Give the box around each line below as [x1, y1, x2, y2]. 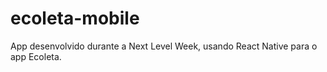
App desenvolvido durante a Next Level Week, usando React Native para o [10, 40, 318, 52]
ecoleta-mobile [10, 7, 140, 30]
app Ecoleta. [10, 50, 62, 62]
